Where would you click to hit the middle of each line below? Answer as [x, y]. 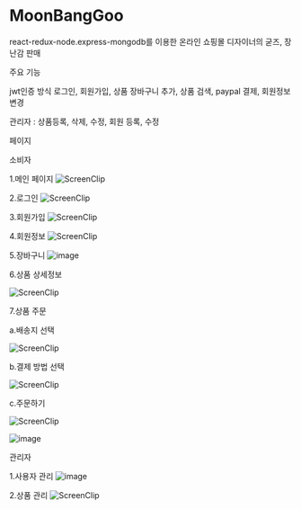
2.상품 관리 [29, 495]
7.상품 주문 [28, 310]
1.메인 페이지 [31, 179]
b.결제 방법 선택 [37, 366]
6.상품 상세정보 [36, 274]
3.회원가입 [27, 217]
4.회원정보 [28, 236]
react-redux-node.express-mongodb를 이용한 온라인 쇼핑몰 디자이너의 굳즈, [146, 41]
